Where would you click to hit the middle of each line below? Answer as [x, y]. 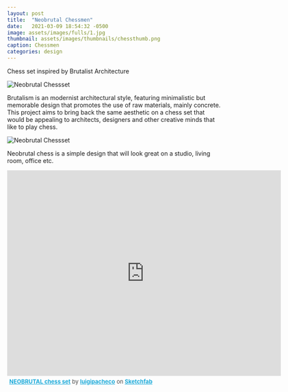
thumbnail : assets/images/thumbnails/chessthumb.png [84, 39]
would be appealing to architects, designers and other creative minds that [111, 119]
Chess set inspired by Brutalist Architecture [68, 71]
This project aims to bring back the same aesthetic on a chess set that [106, 112]
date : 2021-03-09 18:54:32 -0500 [58, 26]
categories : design [35, 52]
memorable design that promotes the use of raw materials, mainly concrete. [114, 105]
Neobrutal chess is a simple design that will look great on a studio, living [109, 153]
